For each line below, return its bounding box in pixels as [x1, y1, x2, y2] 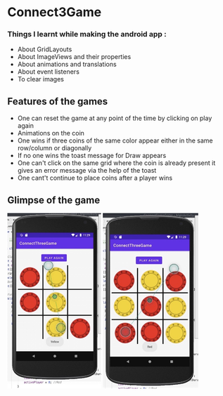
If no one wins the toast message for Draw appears [17, 152, 167, 160]
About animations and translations [17, 60, 117, 69]
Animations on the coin [17, 129, 84, 138]
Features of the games [7, 95, 108, 107]
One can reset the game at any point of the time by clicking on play [17, 114, 212, 123]
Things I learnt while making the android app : [7, 29, 167, 39]
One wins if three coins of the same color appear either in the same [17, 136, 213, 145]
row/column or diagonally [17, 144, 92, 152]
